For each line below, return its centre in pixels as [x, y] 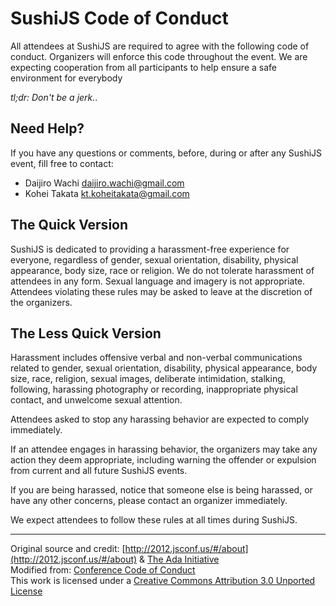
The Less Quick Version [86, 333]
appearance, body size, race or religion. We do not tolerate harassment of [162, 270]
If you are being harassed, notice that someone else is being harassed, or [161, 490]
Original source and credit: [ [68, 549]
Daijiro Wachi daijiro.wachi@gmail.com [104, 183]
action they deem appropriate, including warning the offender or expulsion [163, 460]
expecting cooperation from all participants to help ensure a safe [143, 67]
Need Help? [47, 128]
